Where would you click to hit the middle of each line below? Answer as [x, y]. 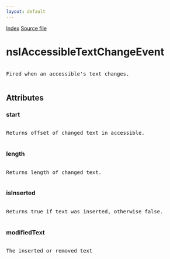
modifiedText [25, 232]
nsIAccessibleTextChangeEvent [85, 52]
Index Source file [26, 28]
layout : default [26, 11]
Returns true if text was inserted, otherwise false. [85, 211]
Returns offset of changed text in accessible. [75, 133]
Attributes [25, 98]
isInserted [21, 193]
